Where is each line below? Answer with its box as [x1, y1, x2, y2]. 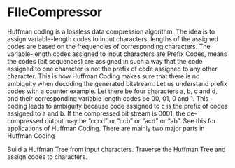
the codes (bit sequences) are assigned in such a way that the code [7, 57, 203, 65]
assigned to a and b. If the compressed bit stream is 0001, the [7, 109, 185, 118]
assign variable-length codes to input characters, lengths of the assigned [7, 34, 219, 43]
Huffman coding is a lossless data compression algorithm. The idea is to [7, 27, 215, 36]
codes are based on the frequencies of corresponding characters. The [7, 42, 211, 50]
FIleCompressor [7, 4, 103, 20]
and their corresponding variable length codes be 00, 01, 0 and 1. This [7, 94, 209, 102]
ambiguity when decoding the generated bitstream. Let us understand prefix [7, 79, 227, 87]
